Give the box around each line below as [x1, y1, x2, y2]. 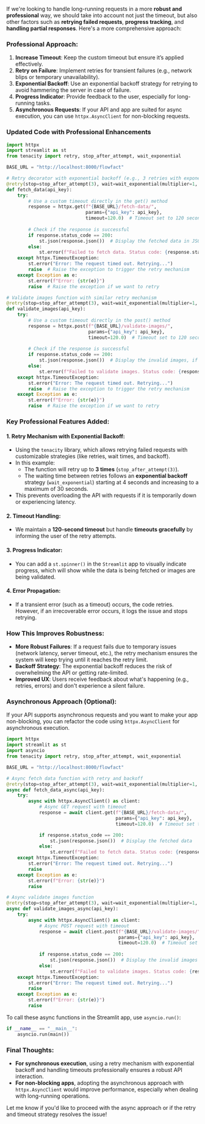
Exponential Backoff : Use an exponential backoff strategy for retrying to [15, 80, 198, 88]
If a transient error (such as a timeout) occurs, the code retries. [15, 601, 174, 608]
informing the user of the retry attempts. [15, 533, 117, 540]
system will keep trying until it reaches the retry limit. [15, 656, 148, 664]
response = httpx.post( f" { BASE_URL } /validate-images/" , [28, 323, 173, 329]
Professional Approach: [6, 40, 78, 48]
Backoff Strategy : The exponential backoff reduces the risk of [15, 663, 172, 670]
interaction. [15, 1073, 44, 1080]
